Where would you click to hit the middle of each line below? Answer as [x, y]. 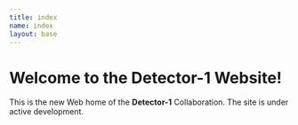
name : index [31, 26]
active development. [47, 112]
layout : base [33, 34]
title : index [33, 17]
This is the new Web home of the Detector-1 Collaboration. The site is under [149, 102]
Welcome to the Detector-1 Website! [146, 78]
